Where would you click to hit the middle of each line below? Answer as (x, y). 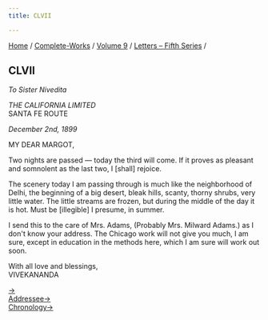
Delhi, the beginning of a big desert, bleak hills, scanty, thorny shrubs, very (132, 193)
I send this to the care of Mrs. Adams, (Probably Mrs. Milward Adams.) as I (131, 226)
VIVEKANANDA (34, 275)
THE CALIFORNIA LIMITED (52, 106)
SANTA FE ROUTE (38, 114)
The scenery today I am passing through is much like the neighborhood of (130, 184)
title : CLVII (30, 16)
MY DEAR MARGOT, (41, 145)
